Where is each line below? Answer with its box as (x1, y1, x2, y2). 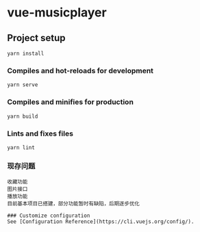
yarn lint (7, 144, 36, 151)
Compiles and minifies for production (7, 97, 134, 107)
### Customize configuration (7, 212, 90, 220)
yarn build (7, 113, 38, 120)
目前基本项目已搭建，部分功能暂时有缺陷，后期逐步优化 (7, 201, 140, 207)
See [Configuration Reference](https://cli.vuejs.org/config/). (7, 218, 195, 225)
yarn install (7, 50, 45, 57)
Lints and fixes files (7, 129, 74, 138)
